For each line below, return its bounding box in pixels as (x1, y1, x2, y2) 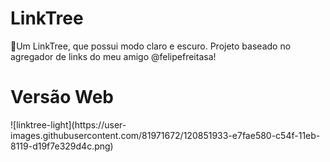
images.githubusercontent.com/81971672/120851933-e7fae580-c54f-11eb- (10, 129, 321, 141)
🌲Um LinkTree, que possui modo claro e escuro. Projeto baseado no (10, 40, 292, 52)
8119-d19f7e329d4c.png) (10, 140, 114, 152)
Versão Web (10, 86, 115, 109)
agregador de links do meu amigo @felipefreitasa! (10, 50, 217, 62)
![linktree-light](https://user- (10, 118, 127, 131)
